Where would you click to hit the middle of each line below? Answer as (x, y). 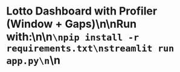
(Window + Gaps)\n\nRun (72, 24)
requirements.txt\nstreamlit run (90, 49)
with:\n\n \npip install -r (73, 37)
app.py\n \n (33, 60)
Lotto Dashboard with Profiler (82, 11)
